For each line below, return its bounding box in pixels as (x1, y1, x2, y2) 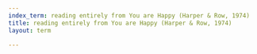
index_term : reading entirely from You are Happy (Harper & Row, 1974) (8, 11, 250, 20)
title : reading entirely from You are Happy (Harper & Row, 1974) (8, 19, 232, 27)
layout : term (8, 26, 52, 34)
